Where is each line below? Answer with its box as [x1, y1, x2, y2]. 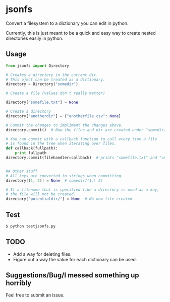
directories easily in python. [6, 35, 64, 41]
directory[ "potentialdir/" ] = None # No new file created [6, 196, 133, 202]
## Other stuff [6, 169, 38, 174]
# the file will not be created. [6, 192, 76, 197]
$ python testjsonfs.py [6, 223, 56, 229]
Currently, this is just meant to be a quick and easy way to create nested [6, 30, 156, 36]
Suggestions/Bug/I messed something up [6, 271, 139, 280]
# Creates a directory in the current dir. [6, 72, 99, 78]
